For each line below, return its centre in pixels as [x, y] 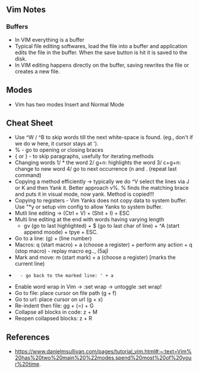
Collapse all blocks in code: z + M [56, 312]
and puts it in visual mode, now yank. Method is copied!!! [84, 194]
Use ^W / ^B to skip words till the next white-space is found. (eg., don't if [104, 137]
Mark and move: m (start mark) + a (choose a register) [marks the [95, 258]
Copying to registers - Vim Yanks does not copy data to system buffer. [101, 200]
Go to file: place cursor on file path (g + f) [66, 293]
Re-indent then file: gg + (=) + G [54, 306]
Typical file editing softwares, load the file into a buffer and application [101, 46]
